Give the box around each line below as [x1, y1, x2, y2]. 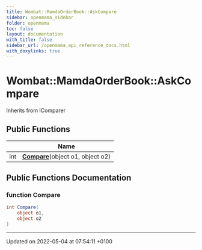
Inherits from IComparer [6, 107, 66, 114]
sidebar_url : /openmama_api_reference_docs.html [6, 43, 130, 49]
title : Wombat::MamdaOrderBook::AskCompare [6, 8, 117, 15]
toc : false [6, 25, 34, 32]
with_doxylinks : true [6, 48, 61, 54]
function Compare [6, 190, 61, 199]
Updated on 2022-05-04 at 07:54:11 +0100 [6, 237, 113, 245]
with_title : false [6, 37, 52, 43]
